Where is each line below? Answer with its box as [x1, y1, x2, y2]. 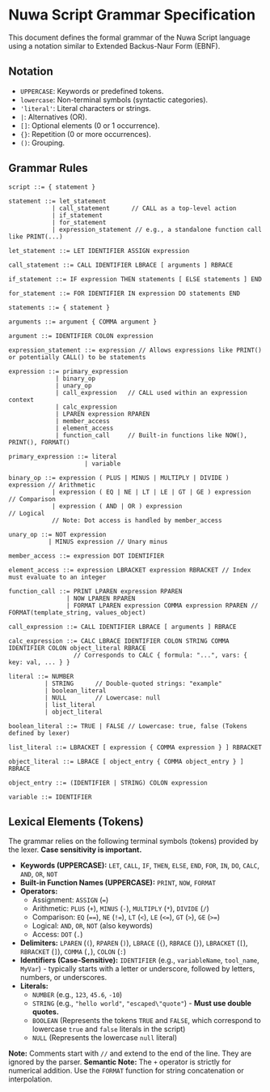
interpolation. [8, 1074, 53, 1084]
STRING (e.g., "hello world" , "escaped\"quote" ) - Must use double [32, 999, 252, 1008]
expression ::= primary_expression [8, 367, 129, 375]
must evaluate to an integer [8, 573, 107, 581]
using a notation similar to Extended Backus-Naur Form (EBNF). [8, 41, 221, 50]
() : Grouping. [19, 138, 65, 148]
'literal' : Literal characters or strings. [19, 103, 151, 113]
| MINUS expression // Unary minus [48, 537, 168, 546]
